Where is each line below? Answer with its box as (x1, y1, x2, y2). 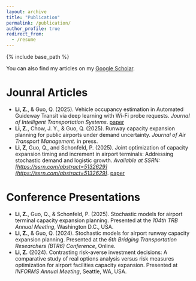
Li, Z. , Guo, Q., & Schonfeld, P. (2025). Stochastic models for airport (14, 210, 183, 217)
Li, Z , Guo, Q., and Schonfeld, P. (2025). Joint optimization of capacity (14, 144, 189, 151)
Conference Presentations (6, 190, 141, 204)
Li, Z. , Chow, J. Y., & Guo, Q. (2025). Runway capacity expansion (14, 124, 175, 132)
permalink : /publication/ (6, 20, 71, 26)
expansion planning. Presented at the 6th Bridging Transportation (14, 235, 177, 243)
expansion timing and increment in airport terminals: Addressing (14, 150, 174, 157)
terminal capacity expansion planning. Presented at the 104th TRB (14, 217, 178, 224)
